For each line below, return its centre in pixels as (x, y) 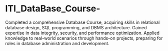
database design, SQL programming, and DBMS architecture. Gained (76, 27)
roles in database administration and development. (57, 43)
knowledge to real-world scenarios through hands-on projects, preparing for (84, 38)
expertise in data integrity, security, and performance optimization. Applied (82, 33)
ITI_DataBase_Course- (53, 9)
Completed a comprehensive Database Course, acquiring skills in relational (82, 22)
